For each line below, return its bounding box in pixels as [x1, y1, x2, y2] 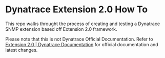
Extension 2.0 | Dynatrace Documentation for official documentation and [5, 41, 158, 47]
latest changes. [5, 47, 38, 53]
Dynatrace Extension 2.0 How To [5, 4, 148, 15]
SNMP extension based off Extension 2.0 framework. [5, 26, 117, 32]
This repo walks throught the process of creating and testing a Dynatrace [5, 21, 160, 27]
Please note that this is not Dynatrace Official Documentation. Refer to [5, 36, 153, 42]
